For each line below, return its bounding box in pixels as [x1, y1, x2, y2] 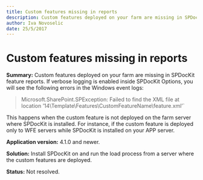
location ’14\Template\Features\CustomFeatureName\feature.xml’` [21, 102, 185, 110]
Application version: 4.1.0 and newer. [6, 138, 100, 146]
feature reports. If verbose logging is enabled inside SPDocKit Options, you [6, 78, 193, 85]
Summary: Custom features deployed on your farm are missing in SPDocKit [6, 72, 195, 79]
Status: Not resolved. [6, 168, 60, 175]
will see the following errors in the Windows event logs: [6, 84, 144, 92]
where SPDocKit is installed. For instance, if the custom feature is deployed [6, 120, 193, 128]
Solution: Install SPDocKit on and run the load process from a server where [6, 150, 195, 157]
